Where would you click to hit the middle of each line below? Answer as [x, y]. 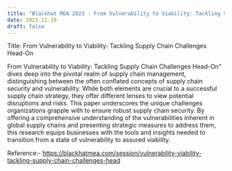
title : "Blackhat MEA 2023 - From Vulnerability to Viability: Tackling [114, 13]
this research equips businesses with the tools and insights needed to [106, 132]
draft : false [26, 26]
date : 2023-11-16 [32, 20]
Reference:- [24, 153]
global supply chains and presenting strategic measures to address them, [112, 125]
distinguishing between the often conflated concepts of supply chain [105, 81]
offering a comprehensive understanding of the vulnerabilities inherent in [111, 118]
